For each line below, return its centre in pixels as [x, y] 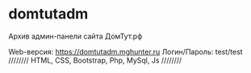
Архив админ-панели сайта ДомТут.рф [75, 36]
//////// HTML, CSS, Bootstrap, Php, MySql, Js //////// [95, 60]
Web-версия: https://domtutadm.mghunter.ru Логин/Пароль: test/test [126, 51]
